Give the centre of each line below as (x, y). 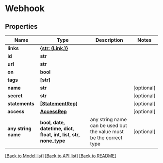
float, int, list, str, (60, 135)
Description (109, 40)
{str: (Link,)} (54, 48)
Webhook (25, 9)
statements (21, 104)
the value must (107, 132)
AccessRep (53, 111)
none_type (53, 141)
